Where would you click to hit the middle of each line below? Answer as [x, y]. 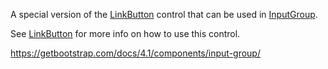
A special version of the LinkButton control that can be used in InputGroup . [164, 14]
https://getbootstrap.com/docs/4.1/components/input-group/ [135, 53]
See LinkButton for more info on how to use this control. [125, 33]
